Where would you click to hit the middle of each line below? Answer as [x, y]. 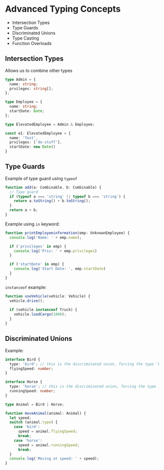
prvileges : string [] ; [31, 89]
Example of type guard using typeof [41, 178]
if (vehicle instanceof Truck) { [43, 310]
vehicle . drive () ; [27, 301]
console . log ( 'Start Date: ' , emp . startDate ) [60, 269]
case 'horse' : [28, 440]
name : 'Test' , [24, 138]
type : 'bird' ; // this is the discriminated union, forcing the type [82, 364]
